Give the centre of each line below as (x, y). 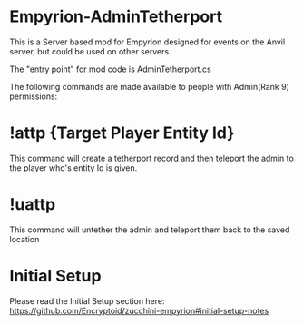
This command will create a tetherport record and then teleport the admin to (152, 158)
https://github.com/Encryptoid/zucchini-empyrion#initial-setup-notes (139, 310)
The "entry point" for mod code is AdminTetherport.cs (110, 69)
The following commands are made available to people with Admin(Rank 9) (150, 86)
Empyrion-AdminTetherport (116, 17)
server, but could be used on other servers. (90, 51)
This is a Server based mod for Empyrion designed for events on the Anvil (147, 42)
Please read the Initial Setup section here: (87, 300)
